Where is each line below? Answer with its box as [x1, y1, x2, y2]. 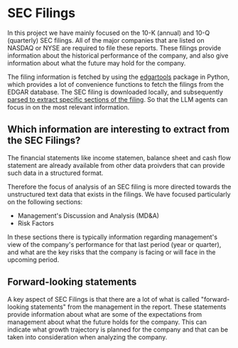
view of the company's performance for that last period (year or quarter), [7, 240, 222, 248]
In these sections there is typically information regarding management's [7, 233, 218, 241]
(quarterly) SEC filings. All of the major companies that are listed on [7, 36, 205, 44]
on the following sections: [7, 197, 83, 206]
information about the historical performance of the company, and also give [7, 51, 229, 60]
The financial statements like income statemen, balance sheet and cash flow [7, 153, 231, 162]
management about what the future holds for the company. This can [7, 317, 207, 326]
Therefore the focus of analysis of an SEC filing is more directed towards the [7, 182, 232, 191]
